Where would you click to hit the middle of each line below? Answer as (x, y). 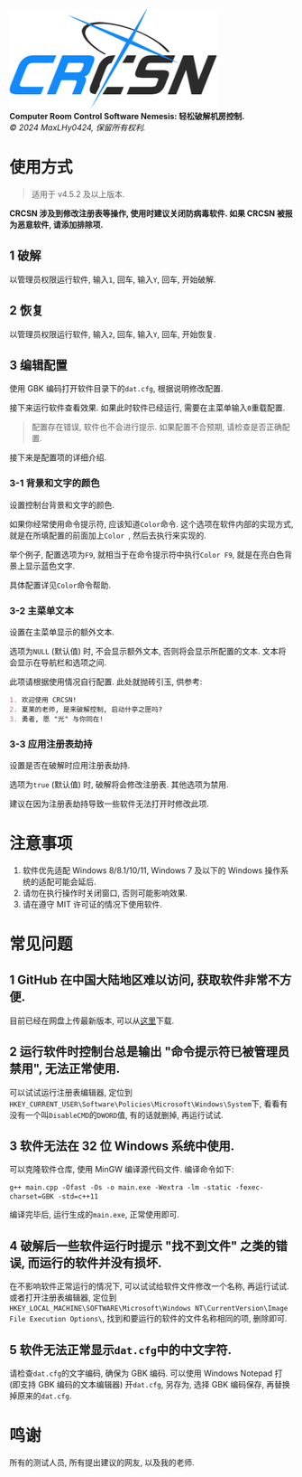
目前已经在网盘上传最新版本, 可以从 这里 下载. (92, 1021)
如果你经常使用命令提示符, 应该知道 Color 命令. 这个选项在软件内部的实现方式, (151, 523)
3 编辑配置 (38, 365)
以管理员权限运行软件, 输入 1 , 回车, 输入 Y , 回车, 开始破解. (113, 279)
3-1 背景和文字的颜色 (55, 484)
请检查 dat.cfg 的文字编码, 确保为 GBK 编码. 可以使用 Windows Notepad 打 (146, 1373)
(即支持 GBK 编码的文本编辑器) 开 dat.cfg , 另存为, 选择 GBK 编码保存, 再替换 (150, 1385)
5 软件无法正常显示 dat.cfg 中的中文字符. (121, 1350)
